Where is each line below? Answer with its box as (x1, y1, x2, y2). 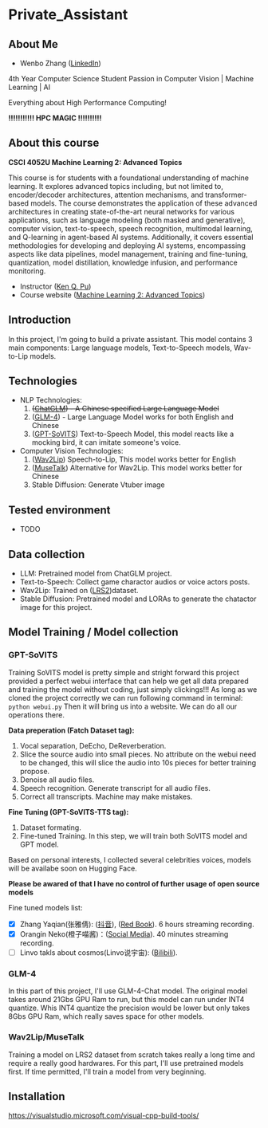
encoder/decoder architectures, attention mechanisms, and (8, 190, 203, 199)
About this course (8, 136, 100, 150)
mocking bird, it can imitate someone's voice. (31, 438, 181, 447)
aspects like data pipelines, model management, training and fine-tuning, (8, 249, 249, 258)
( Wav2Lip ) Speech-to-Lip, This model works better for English (31, 454, 237, 464)
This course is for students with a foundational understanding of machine (8, 173, 250, 183)
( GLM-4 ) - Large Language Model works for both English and (31, 412, 234, 422)
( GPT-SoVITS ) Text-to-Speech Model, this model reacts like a (31, 429, 235, 439)
